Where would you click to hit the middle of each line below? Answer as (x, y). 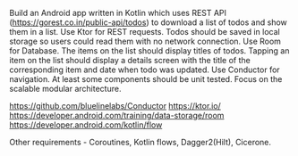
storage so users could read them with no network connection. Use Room (145, 41)
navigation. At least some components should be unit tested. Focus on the (146, 79)
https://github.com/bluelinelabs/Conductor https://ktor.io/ (115, 106)
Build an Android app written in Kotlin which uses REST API (118, 13)
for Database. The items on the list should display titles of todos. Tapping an (149, 51)
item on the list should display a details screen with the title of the (130, 60)
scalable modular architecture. (65, 89)
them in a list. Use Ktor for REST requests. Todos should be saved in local (145, 32)
